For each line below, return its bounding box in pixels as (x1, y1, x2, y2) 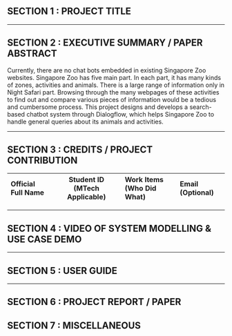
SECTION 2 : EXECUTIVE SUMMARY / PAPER (7, 37, 203, 49)
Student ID (68, 175, 105, 185)
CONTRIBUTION (7, 155, 78, 166)
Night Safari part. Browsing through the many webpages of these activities (7, 88, 220, 96)
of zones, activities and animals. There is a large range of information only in (7, 81, 225, 89)
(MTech (73, 184, 100, 193)
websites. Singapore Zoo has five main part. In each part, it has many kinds (7, 73, 222, 81)
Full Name (10, 188, 45, 197)
